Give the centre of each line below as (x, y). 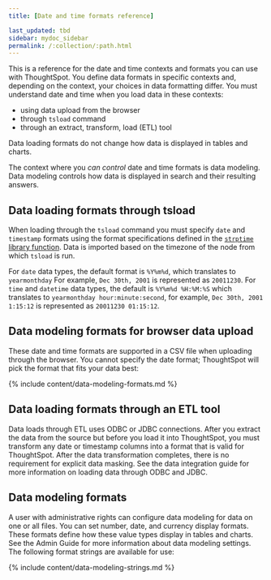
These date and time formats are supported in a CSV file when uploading (131, 350)
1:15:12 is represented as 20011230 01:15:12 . (84, 306)
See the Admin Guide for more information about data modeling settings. (130, 543)
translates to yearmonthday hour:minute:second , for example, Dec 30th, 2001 (136, 298)
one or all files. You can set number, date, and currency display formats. (129, 526)
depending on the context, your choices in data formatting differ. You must (133, 86)
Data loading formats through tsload (102, 211)
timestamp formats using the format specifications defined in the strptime (131, 238)
